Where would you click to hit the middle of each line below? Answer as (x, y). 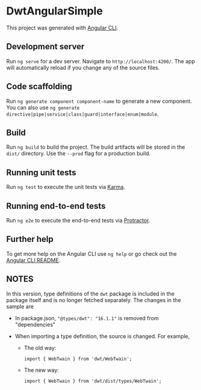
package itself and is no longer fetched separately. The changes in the (94, 300)
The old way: (40, 348)
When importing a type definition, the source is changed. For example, (102, 336)
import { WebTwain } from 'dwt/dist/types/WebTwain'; (93, 381)
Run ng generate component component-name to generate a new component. (99, 101)
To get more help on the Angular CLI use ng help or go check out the (91, 253)
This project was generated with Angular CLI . (62, 28)
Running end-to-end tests (56, 206)
